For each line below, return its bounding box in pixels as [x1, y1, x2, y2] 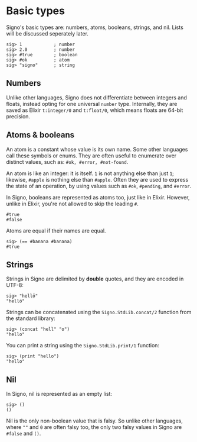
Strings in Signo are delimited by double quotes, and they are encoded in [6, 275, 184, 282]
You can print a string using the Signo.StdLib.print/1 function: [6, 342, 160, 349]
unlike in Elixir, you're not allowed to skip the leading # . [6, 200, 139, 207]
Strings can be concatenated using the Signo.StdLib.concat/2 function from [6, 309, 192, 316]
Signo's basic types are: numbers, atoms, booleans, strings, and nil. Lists [6, 24, 184, 31]
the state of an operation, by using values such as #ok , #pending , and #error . [6, 182, 192, 189]
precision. [6, 112, 31, 120]
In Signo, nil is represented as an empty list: [6, 391, 112, 398]
